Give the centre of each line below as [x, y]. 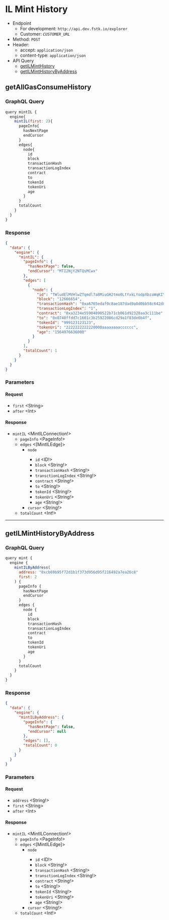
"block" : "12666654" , [59, 299]
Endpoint [22, 23]
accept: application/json [47, 50]
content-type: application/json [53, 55]
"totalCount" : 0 [40, 746]
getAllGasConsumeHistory [48, 87]
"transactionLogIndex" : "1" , [67, 309]
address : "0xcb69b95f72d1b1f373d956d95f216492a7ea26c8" [78, 573]
